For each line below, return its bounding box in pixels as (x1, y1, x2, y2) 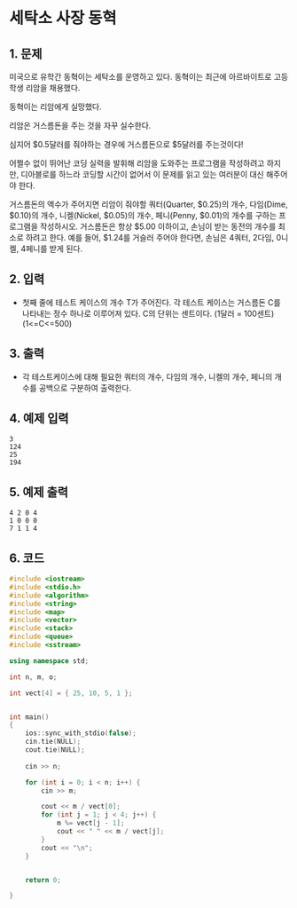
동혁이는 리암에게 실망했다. (9, 101, 102, 112)
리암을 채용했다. (25, 83, 81, 93)
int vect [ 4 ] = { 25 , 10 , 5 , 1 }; (9, 689, 133, 698)
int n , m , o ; (9, 672, 58, 682)
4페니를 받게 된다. (20, 243, 82, 254)
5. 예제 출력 (9, 485, 69, 500)
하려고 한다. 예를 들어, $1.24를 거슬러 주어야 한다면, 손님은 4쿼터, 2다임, (25, 233, 275, 242)
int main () (9, 712, 50, 722)
